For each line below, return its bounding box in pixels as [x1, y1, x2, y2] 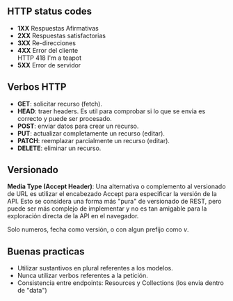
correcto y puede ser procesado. [17, 114, 113, 122]
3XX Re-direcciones [17, 38, 77, 47]
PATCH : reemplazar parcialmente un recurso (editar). [17, 136, 170, 145]
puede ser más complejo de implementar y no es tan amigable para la [7, 204, 207, 213]
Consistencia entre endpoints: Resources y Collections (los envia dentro [17, 279, 224, 287]
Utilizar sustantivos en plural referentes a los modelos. [17, 264, 174, 272]
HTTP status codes [7, 6, 93, 17]
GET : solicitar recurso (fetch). [17, 99, 103, 108]
